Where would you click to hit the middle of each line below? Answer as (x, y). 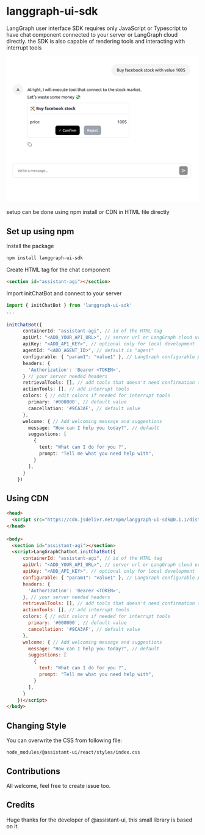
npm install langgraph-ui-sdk (45, 258)
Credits (21, 805)
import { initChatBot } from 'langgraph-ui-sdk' (69, 305)
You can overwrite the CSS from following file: (64, 740)
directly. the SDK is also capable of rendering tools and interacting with (95, 41)
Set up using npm (40, 231)
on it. (13, 826)
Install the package (30, 246)
